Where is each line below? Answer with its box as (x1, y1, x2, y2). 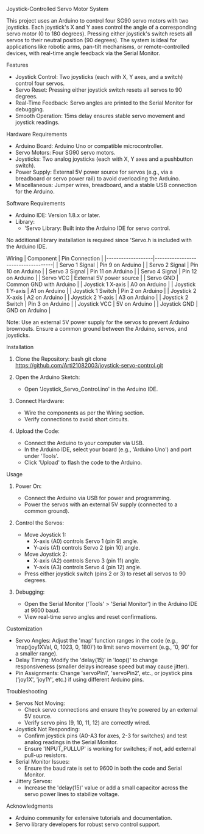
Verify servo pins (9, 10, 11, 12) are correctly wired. (24, 719, 150, 726)
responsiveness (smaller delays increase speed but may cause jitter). (15, 663, 189, 670)
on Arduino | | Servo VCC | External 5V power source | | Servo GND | (6, 275, 178, 281)
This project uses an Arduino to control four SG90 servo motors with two (6, 17, 189, 24)
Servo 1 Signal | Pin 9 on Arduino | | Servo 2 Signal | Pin (59, 261, 199, 268)
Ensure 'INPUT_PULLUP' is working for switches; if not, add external (24, 745, 196, 752)
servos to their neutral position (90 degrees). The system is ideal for (6, 37, 178, 43)
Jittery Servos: (15, 778, 52, 784)
